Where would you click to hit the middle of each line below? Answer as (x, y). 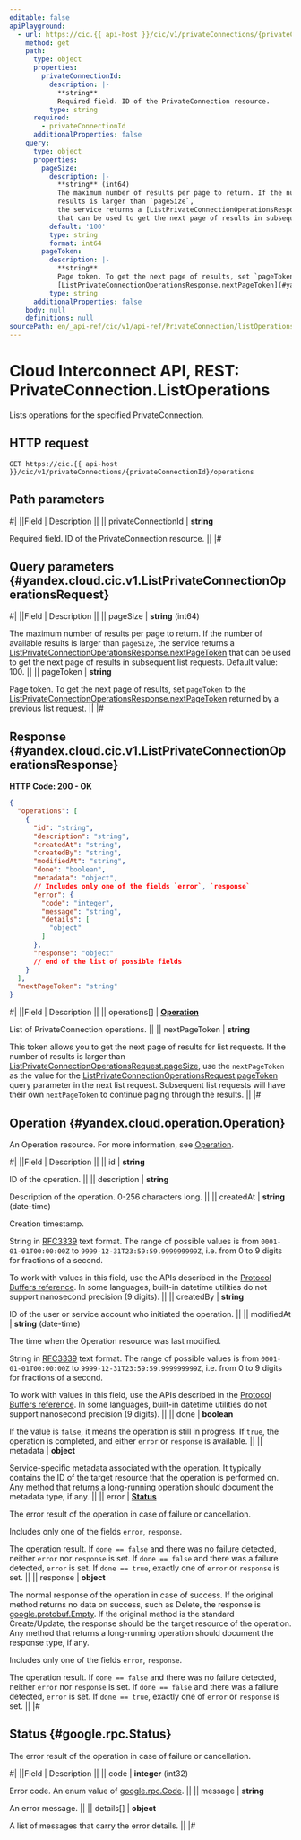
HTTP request (49, 443)
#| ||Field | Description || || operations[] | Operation (104, 1013)
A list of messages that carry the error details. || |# (103, 1826)
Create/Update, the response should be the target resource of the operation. (150, 1623)
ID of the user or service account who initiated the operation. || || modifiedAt (150, 1314)
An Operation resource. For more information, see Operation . (122, 1145)
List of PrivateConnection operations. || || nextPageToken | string (130, 1030)
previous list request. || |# (57, 708)
